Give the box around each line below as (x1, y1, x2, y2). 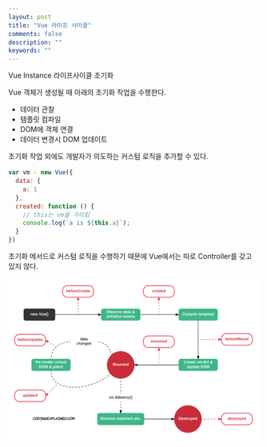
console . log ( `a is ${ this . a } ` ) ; (22, 219, 130, 227)
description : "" (8, 38, 62, 46)
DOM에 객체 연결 (19, 125, 74, 134)
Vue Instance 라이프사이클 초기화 (8, 70, 114, 80)
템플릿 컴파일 (19, 114, 62, 124)
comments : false (8, 30, 62, 38)
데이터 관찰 (19, 105, 55, 114)
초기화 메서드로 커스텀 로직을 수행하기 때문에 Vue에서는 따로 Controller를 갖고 (8, 252, 253, 261)
